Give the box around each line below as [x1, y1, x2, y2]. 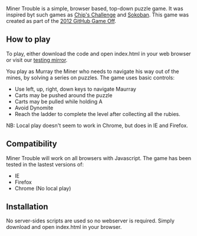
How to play [6, 35, 51, 45]
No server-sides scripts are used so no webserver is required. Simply [6, 217, 175, 224]
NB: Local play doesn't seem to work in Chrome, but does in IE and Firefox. [6, 122, 189, 129]
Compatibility [6, 139, 57, 149]
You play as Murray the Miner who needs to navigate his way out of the [6, 68, 179, 75]
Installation [6, 202, 48, 212]
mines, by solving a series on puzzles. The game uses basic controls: [6, 74, 175, 81]
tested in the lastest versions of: [6, 161, 84, 168]
